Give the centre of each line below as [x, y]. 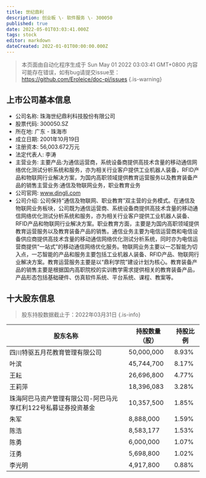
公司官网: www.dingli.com [48, 193]
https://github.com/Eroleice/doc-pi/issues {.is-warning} [92, 79]
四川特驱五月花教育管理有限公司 [56, 352]
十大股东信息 [31, 299]
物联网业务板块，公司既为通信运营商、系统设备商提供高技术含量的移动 [104, 208]
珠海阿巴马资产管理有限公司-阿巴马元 [64, 398]
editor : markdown [29, 41]
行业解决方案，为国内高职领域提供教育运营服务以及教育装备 [117, 177]
